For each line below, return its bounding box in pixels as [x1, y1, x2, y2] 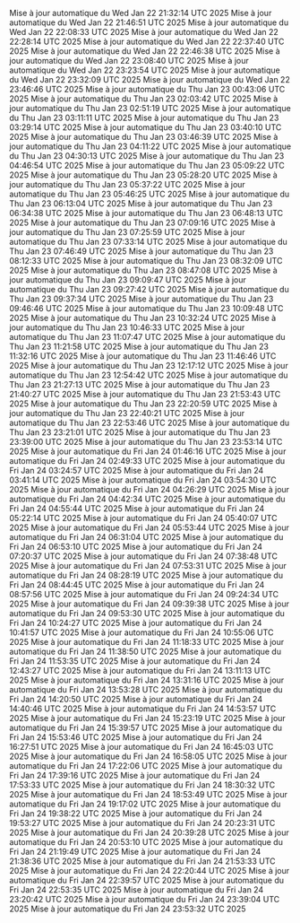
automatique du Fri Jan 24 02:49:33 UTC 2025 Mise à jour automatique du [9, 456, 285, 466]
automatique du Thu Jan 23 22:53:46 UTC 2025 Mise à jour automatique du [9, 417, 290, 428]
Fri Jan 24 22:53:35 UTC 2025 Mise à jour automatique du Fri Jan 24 [9, 884, 264, 895]
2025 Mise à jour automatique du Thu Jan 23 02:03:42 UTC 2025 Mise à [9, 93, 279, 104]
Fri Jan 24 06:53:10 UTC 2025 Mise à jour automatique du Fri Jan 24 [9, 542, 262, 552]
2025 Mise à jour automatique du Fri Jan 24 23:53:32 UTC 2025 [9, 903, 246, 914]
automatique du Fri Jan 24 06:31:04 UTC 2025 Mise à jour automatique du [9, 532, 284, 542]
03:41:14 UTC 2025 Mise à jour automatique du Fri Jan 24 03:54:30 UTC [9, 475, 277, 485]
